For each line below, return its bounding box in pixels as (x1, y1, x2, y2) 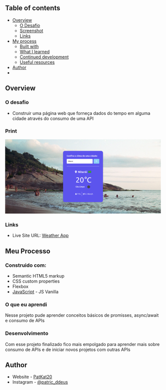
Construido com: (5, 262, 47, 269)
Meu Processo (5, 247, 50, 255)
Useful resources (19, 59, 55, 65)
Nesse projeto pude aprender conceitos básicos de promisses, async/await (5, 312, 159, 318)
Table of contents (5, 4, 60, 12)
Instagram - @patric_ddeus (12, 379, 68, 385)
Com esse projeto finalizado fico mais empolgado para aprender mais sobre (5, 341, 160, 347)
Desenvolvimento (5, 330, 48, 337)
